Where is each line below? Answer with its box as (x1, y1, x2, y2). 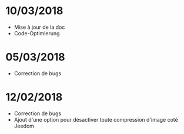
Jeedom (14, 122, 35, 129)
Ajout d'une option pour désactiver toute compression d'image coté (14, 116, 179, 123)
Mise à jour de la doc (14, 24, 65, 31)
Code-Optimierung (14, 29, 60, 36)
